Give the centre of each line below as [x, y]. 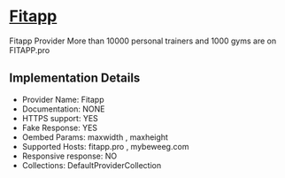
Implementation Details [75, 78]
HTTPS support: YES [60, 118]
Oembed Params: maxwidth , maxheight [95, 137]
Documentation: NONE [63, 109]
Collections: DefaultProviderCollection [92, 165]
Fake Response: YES [60, 128]
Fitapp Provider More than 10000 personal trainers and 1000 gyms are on [143, 41]
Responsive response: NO [69, 156]
